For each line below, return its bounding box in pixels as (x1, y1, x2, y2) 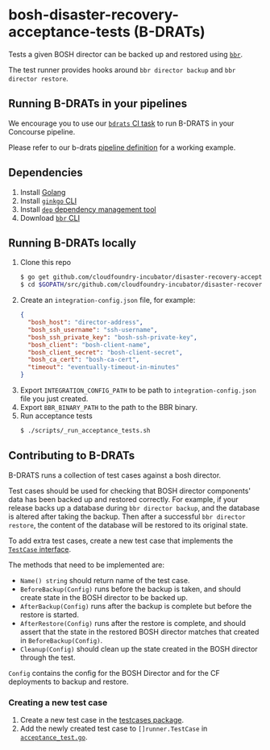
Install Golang (19, 187, 66, 197)
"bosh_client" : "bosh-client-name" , (27, 341, 151, 349)
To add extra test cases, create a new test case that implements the (8, 536, 234, 545)
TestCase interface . (8, 544, 72, 553)
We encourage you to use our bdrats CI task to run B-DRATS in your (8, 118, 235, 128)
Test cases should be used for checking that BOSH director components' (8, 486, 251, 495)
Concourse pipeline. (8, 126, 76, 136)
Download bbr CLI (19, 213, 81, 222)
